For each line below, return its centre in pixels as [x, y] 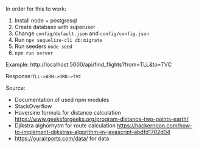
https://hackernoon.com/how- [155, 126]
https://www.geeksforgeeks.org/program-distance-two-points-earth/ [102, 119]
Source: [16, 88]
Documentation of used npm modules [62, 100]
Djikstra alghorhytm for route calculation [65, 126]
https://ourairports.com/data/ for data [62, 138]
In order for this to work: [36, 9]
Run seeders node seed [43, 46]
